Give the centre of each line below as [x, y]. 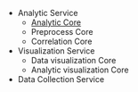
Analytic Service [48, 13]
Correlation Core [61, 41]
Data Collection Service [61, 79]
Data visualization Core [73, 60]
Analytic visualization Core [80, 70]
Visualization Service [56, 51]
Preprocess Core [62, 32]
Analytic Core [56, 22]
